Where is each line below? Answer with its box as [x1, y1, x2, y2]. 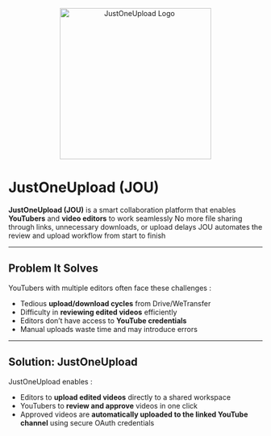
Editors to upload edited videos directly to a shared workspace [19, 392, 231, 402]
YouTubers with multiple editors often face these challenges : [8, 283, 212, 293]
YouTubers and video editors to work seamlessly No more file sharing [8, 214, 243, 223]
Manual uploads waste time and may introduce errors [19, 324, 198, 334]
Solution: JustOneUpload [8, 355, 139, 369]
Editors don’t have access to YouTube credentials [19, 315, 187, 326]
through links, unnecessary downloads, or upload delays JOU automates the [8, 222, 263, 231]
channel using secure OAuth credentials [19, 417, 155, 427]
